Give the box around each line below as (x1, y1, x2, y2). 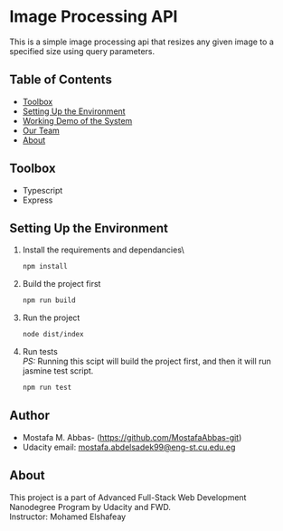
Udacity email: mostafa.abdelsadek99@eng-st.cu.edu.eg (22, 441, 236, 452)
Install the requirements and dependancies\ (22, 244, 184, 255)
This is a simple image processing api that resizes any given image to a (9, 36, 274, 47)
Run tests (22, 346, 59, 356)
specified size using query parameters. (9, 45, 156, 56)
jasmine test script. (22, 365, 94, 376)
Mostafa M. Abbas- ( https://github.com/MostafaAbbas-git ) (22, 431, 242, 442)
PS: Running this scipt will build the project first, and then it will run (22, 356, 271, 366)
